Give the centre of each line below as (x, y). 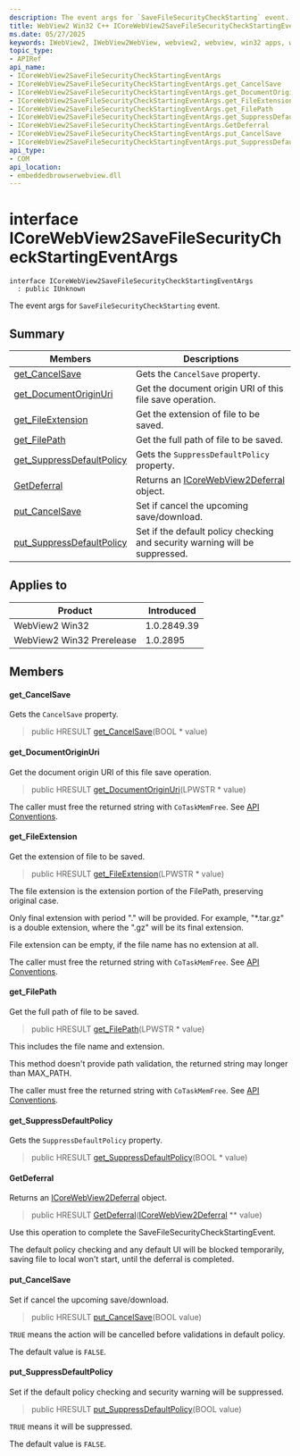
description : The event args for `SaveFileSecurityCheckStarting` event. (150, 17)
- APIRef (25, 59)
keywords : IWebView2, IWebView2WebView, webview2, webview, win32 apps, (147, 42)
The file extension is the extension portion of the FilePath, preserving (136, 891)
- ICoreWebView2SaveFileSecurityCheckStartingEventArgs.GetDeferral (139, 126)
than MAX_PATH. (41, 1074)
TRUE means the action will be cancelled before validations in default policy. (147, 1334)
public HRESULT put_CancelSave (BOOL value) (117, 1317)
